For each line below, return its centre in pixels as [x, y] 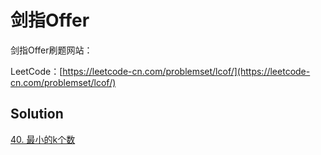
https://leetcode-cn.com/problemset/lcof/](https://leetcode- [186, 71]
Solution [37, 114]
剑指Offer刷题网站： [51, 50]
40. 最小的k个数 [43, 139]
